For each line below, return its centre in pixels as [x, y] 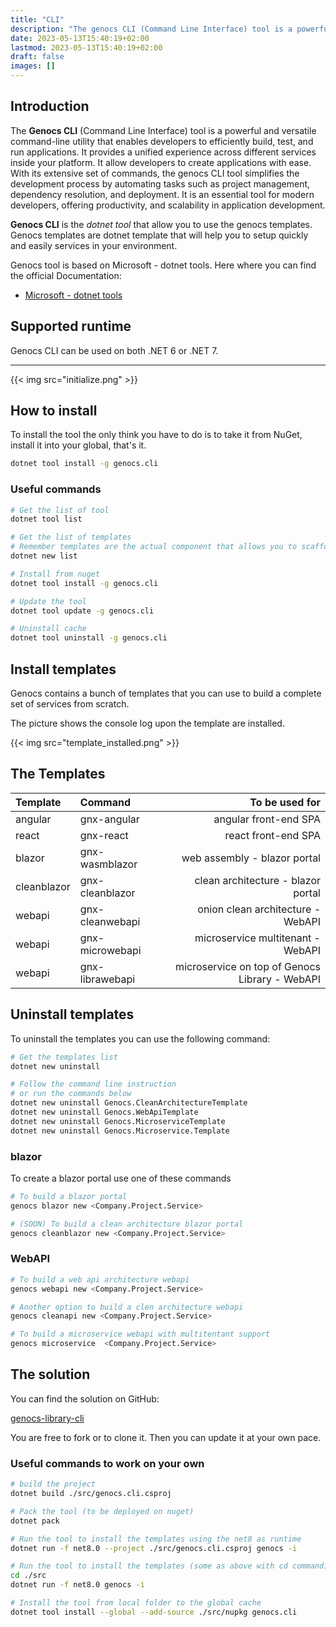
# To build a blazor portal [69, 1196]
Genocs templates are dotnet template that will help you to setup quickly [159, 235]
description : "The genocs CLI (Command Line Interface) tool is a [151, 29]
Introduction [50, 106]
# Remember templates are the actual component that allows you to [154, 547]
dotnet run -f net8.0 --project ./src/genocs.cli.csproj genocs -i [154, 1548]
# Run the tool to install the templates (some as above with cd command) [169, 1566]
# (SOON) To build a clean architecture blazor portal [127, 1224]
